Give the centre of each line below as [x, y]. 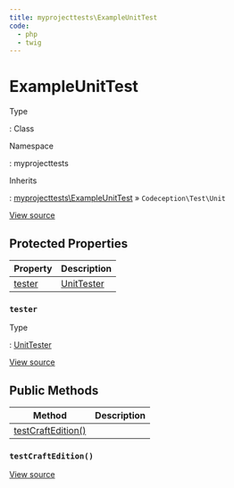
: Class [22, 129]
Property [33, 269]
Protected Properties [68, 244]
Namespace [31, 146]
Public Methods [54, 390]
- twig [29, 42]
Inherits [23, 181]
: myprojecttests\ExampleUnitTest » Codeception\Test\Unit [117, 198]
